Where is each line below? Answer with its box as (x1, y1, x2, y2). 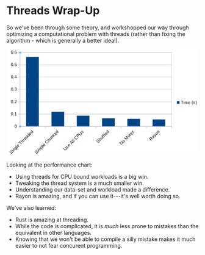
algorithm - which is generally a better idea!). (6, 37, 120, 44)
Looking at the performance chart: (6, 161, 93, 168)
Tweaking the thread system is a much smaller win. (15, 179, 145, 187)
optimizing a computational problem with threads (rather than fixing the (6, 30, 185, 37)
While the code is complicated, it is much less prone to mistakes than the (15, 222, 199, 229)
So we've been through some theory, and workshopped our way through (6, 24, 189, 31)
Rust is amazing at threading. (15, 216, 88, 223)
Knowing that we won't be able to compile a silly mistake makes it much (15, 235, 196, 243)
